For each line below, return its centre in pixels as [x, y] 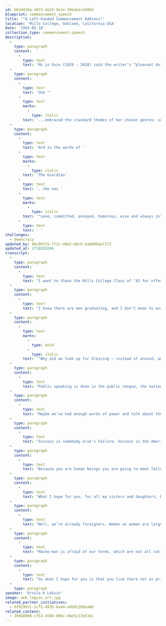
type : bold [43, 345]
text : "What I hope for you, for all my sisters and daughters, [90, 497]
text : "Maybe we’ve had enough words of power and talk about [88, 414]
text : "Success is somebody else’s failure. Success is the [86, 442]
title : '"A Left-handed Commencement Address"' [55, 19]
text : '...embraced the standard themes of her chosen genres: [89, 120]
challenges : [17, 235]
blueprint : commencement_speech [38, 14]
